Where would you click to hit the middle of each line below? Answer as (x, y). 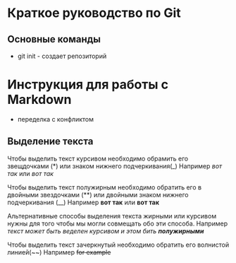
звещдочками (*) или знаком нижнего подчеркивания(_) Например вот (115, 166)
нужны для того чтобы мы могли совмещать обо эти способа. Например (117, 223)
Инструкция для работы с (88, 84)
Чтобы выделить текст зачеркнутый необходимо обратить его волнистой (118, 245)
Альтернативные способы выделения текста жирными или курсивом (112, 216)
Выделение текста (50, 142)
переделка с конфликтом (55, 119)
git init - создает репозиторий (62, 56)
